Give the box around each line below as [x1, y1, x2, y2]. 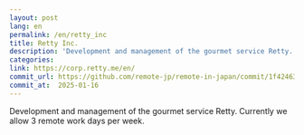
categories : [9, 55, 54, 64]
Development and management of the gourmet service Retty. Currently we [9, 105, 288, 116]
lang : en [9, 22, 43, 31]
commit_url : [9, 72, 54, 82]
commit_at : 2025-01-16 [9, 81, 100, 90]
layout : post [9, 13, 59, 23]
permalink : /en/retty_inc [9, 30, 107, 39]
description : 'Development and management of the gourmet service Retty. [9, 47, 294, 56]
